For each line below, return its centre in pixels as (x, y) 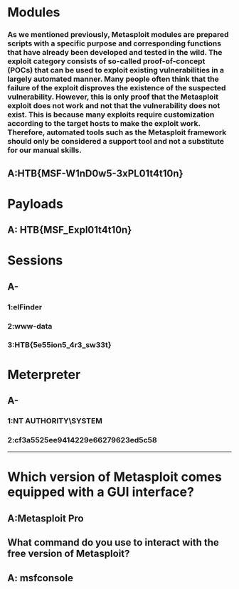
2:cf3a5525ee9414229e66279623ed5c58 (83, 440)
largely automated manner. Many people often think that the (113, 79)
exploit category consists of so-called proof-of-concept (106, 61)
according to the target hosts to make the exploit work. (104, 124)
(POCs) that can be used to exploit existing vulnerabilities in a (116, 70)
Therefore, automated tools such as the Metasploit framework (117, 132)
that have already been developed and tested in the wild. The (115, 53)
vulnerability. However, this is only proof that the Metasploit (113, 97)
